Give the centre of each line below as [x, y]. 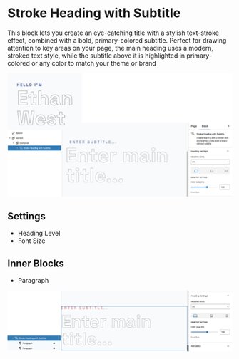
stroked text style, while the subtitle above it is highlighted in [96, 56]
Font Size [31, 241]
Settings [27, 216]
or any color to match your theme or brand [94, 63]
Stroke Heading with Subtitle [94, 13]
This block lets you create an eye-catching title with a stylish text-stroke [113, 33]
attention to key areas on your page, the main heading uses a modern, [111, 48]
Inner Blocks [36, 263]
